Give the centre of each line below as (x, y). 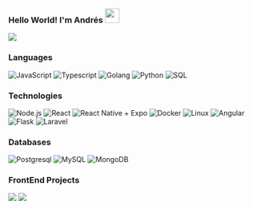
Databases (30, 142)
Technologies (35, 96)
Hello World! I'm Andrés (56, 20)
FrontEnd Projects (44, 180)
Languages (31, 57)
